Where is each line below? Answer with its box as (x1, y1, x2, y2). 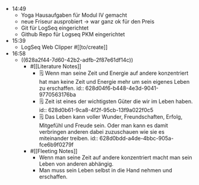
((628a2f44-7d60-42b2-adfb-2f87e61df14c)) (21, 57, 134, 63)
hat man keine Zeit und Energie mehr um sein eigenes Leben (39, 78, 190, 85)
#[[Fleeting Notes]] (30, 148, 78, 154)
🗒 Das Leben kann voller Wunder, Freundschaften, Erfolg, (39, 113, 183, 120)
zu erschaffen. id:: (39, 84, 84, 92)
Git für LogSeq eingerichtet (21, 24, 89, 31)
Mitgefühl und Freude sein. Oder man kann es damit (39, 122, 168, 129)
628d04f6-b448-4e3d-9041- (85, 84, 159, 92)
